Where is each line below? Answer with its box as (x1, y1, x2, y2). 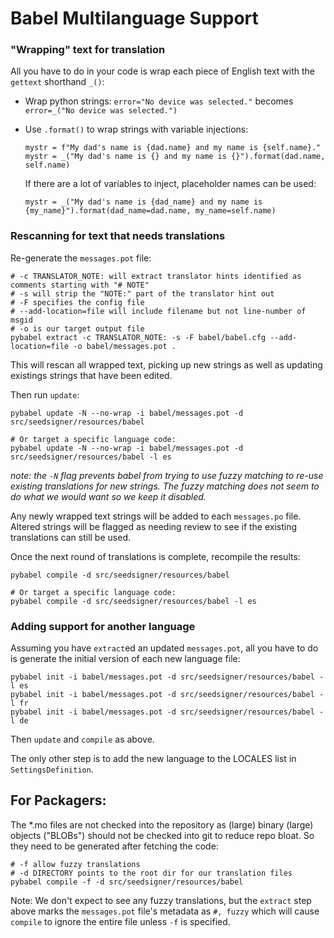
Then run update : (10, 388, 80, 401)
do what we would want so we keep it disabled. (10, 490, 207, 502)
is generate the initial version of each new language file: (10, 653, 241, 665)
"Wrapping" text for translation (10, 43, 166, 57)
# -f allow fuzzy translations (10, 859, 141, 869)
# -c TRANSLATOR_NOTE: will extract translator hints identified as (10, 271, 302, 281)
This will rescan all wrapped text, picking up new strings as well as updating (10, 358, 323, 371)
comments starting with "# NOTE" (10, 280, 150, 290)
